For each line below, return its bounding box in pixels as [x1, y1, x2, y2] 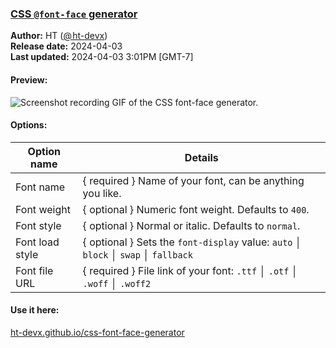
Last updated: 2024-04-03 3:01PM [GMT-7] [10, 51, 194, 63]
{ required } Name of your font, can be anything [82, 173, 305, 187]
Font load [15, 235, 60, 249]
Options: [10, 119, 48, 131]
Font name [15, 180, 66, 194]
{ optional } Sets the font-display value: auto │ [82, 235, 302, 249]
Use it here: [10, 304, 60, 316]
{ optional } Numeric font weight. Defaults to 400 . [82, 202, 310, 216]
